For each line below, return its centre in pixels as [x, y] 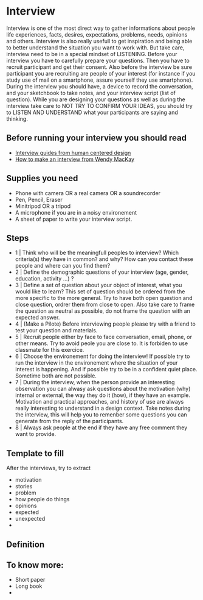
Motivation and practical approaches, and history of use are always [99, 402]
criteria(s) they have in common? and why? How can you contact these [104, 259]
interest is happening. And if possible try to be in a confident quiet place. [106, 370]
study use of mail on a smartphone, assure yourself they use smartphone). [100, 80]
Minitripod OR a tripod [43, 206]
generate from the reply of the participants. [69, 421]
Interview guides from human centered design [73, 152]
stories [24, 487]
